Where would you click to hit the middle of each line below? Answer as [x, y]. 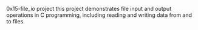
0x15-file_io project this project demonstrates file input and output [89, 9]
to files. [16, 21]
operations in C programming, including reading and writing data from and [99, 15]
